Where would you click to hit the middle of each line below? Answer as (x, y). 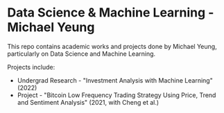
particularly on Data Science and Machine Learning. (81, 54)
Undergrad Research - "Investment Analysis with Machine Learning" (115, 80)
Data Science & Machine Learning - (111, 13)
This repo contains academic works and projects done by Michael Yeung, (112, 46)
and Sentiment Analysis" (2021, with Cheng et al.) (88, 102)
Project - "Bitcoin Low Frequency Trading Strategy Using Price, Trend (117, 95)
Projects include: (31, 67)
